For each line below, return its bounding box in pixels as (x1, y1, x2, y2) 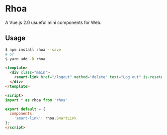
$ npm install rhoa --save (5, 47, 61, 52)
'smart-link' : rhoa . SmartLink (14, 116, 77, 121)
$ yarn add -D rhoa (5, 56, 46, 61)
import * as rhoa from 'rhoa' (5, 98, 68, 103)
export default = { (5, 107, 46, 112)
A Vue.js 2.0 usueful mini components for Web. (5, 19, 102, 25)
